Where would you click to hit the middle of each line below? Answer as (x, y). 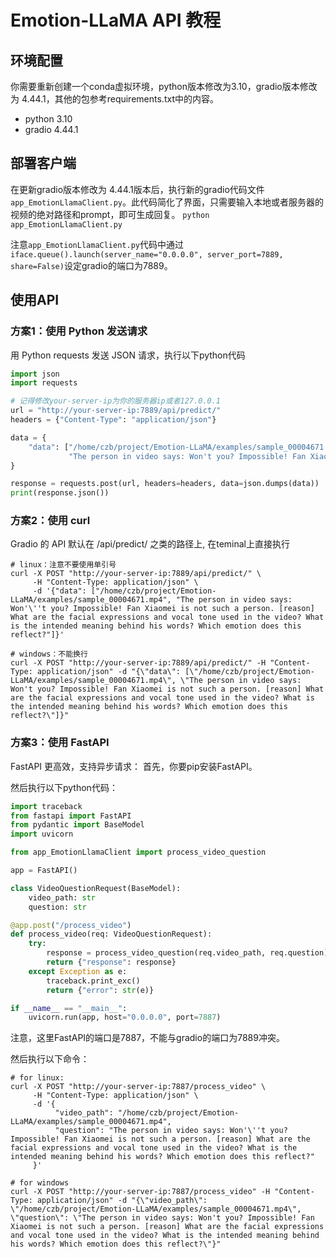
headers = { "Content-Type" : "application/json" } (113, 420)
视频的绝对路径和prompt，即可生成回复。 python (110, 214)
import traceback (46, 806)
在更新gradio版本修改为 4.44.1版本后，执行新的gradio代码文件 (137, 189)
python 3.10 (48, 119)
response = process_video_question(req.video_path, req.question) (187, 953)
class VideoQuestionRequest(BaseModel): (96, 888)
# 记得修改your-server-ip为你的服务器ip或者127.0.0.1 (115, 401)
